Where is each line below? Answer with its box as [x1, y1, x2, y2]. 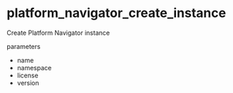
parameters [6, 42, 41, 50]
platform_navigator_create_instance [6, 5, 227, 21]
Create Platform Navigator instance [6, 28, 110, 37]
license [16, 71, 38, 80]
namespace [16, 63, 52, 72]
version [16, 78, 40, 87]
